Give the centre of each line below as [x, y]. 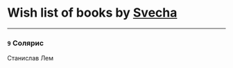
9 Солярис [25, 43]
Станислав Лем [31, 58]
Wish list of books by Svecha [92, 13]
